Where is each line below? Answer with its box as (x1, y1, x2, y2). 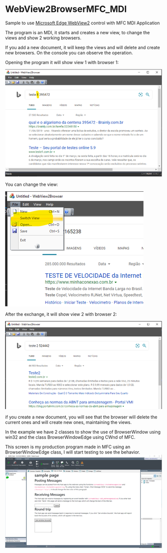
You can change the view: (5, 181, 58, 187)
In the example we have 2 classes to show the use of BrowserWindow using (5, 429, 161, 435)
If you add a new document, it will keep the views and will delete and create (5, 44, 160, 50)
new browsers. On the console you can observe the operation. (5, 50, 133, 56)
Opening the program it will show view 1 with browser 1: (5, 59, 119, 65)
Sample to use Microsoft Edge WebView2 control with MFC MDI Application (5, 20, 160, 26)
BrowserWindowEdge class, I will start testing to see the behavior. (5, 449, 140, 455)
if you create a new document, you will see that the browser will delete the (5, 414, 158, 420)
